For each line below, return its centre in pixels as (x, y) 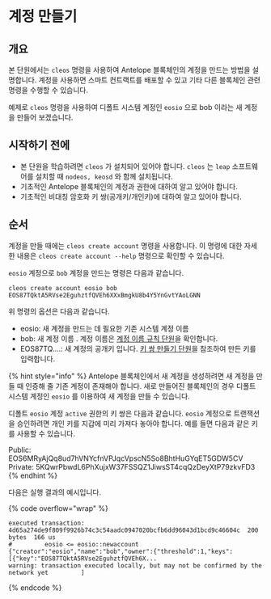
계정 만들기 (43, 17)
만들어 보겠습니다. (45, 117)
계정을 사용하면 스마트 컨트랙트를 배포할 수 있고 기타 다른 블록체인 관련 (150, 80)
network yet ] (47, 572)
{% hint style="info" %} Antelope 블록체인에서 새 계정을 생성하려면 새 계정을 (131, 376)
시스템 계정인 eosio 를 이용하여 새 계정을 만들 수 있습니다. (99, 396)
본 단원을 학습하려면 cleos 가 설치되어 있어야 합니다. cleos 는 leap (125, 166)
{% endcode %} (35, 588)
